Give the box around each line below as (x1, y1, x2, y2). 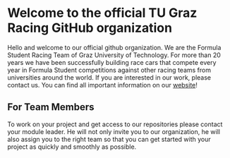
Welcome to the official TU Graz (7, 5, 198, 21)
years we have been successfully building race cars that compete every (7, 58, 217, 66)
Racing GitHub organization (7, 20, 173, 36)
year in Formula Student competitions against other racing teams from (7, 66, 212, 74)
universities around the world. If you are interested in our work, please (7, 73, 212, 82)
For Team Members (7, 101, 95, 114)
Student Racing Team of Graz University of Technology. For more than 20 (7, 51, 221, 59)
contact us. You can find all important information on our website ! (7, 80, 198, 89)
